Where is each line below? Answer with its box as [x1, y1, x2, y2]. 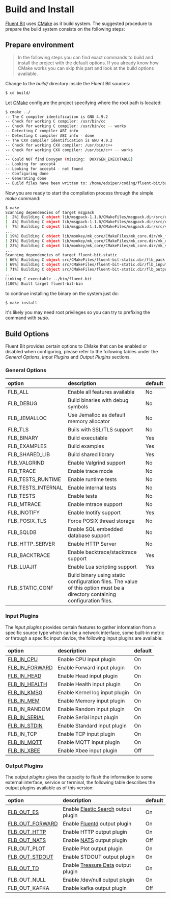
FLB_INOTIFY [8, 509, 40, 516]
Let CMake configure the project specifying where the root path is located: [5, 100, 162, 106]
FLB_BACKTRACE [8, 552, 50, 559]
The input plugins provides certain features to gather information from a [5, 624, 156, 630]
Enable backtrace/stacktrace [68, 549, 137, 556]
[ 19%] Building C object [5, 233, 60, 238]
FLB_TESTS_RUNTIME [8, 476, 61, 483]
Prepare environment [5, 41, 74, 50]
